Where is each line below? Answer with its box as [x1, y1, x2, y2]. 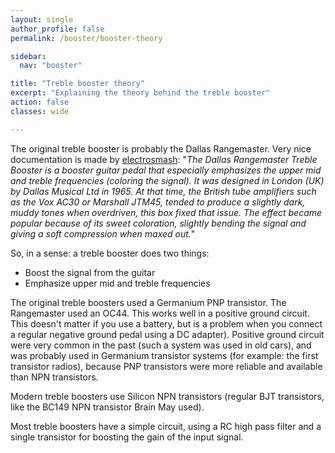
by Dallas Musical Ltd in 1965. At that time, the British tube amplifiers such [10, 185, 317, 197]
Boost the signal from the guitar [24, 266, 156, 278]
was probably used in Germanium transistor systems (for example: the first [10, 349, 319, 361]
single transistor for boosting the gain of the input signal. [10, 431, 244, 443]
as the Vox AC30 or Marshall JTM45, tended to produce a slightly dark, [10, 196, 306, 208]
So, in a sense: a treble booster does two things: [10, 247, 210, 259]
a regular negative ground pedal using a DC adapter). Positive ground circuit [10, 328, 325, 340]
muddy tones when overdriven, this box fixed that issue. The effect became [10, 206, 323, 218]
